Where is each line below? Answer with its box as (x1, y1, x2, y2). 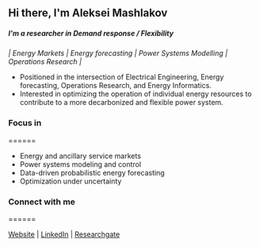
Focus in (8, 118, 42, 129)
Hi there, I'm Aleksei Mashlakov (8, 6, 168, 20)
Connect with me (8, 196, 75, 207)
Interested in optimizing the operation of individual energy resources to (19, 89, 252, 98)
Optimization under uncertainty (19, 176, 122, 186)
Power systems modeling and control (19, 159, 141, 169)
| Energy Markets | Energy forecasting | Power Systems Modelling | (8, 48, 228, 58)
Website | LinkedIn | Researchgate (8, 230, 120, 239)
